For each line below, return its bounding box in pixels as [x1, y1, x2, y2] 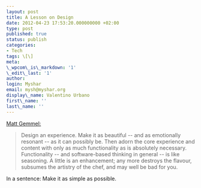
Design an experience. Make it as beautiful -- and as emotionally [20, 131, 181, 138]
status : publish [6, 37, 47, 43]
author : [6, 75, 26, 81]
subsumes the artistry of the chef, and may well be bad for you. [20, 163, 178, 171]
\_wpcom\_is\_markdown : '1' [6, 64, 77, 71]
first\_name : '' [6, 98, 47, 104]
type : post [6, 25, 34, 32]
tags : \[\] [6, 53, 34, 59]
